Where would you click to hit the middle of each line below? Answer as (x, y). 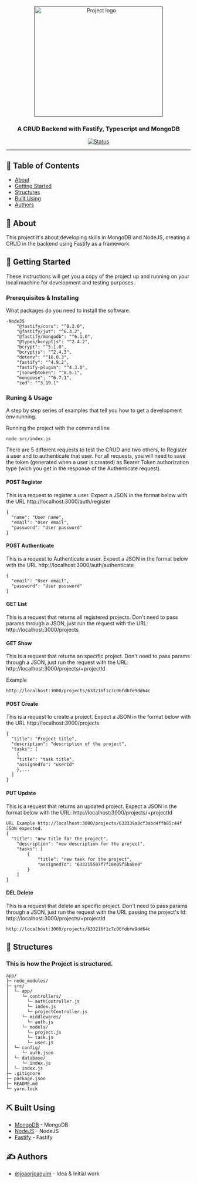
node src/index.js (28, 439)
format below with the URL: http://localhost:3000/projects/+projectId (89, 812)
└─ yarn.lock (22, 1089)
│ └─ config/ (23, 1048)
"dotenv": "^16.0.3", (43, 357)
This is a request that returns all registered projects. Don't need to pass (92, 617)
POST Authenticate (30, 546)
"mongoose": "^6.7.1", (44, 378)
